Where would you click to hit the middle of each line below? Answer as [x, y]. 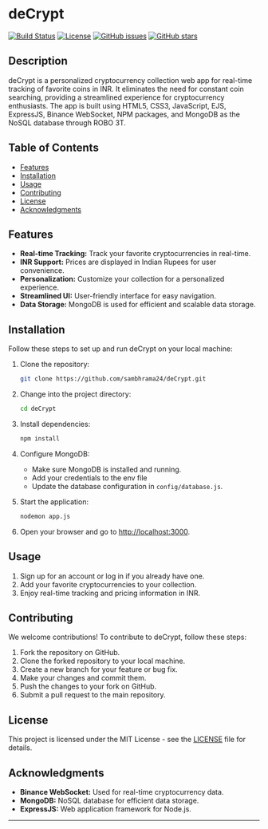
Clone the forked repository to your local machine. [102, 661]
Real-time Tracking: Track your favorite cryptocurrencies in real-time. [135, 254]
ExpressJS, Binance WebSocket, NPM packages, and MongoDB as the [124, 114]
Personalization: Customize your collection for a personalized [122, 279]
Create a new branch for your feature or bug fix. [99, 669]
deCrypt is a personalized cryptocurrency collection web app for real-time [130, 80]
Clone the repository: [55, 365]
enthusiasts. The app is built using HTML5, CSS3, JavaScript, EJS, [117, 105]
